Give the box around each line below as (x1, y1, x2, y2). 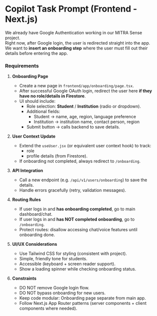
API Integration (12, 168, 44, 174)
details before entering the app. (5, 50, 68, 56)
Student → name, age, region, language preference (33, 114, 137, 120)
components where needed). (19, 305, 78, 311)
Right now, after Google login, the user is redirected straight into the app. (5, 40, 150, 46)
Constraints (12, 275, 37, 282)
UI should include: (19, 98, 56, 104)
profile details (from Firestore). (26, 153, 88, 159)
